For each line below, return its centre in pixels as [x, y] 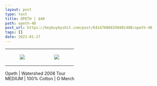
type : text [16, 14]
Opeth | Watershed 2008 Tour [35, 73]
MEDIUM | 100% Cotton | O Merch [40, 78]
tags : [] [14, 32]
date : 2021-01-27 [23, 37]
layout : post [18, 10]
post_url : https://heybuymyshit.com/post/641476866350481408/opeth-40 [79, 28]
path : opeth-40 [21, 23]
